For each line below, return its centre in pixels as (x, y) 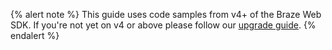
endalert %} (35, 35)
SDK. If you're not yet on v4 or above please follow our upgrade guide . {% (163, 25)
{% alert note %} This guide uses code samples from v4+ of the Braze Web (166, 14)
